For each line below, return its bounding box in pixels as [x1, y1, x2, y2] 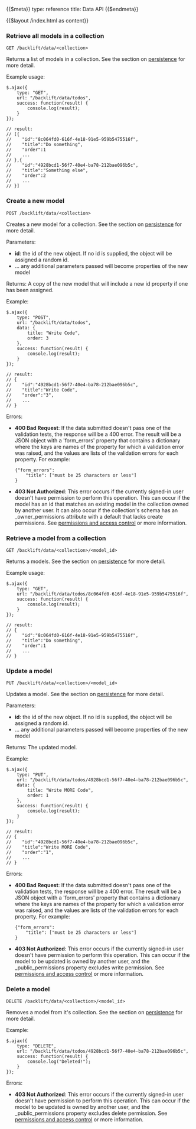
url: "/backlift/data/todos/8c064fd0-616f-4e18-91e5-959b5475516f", [17, 591, 189, 597]
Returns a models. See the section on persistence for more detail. [6, 558, 166, 565]
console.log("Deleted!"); [27, 1059, 92, 1065]
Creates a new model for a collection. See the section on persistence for [6, 221, 182, 228]
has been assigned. [6, 286, 54, 293]
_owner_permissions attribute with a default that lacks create [14, 513, 164, 520]
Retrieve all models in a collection [6, 31, 104, 40]
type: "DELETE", [17, 1043, 57, 1049]
